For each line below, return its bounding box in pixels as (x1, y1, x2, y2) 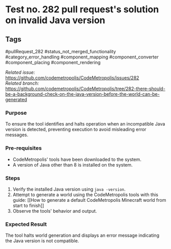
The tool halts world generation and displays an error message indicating (5, 232, 160, 239)
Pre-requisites (5, 144, 42, 152)
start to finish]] (12, 202, 45, 209)
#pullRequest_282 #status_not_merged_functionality (5, 49, 116, 54)
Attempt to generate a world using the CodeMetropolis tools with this (12, 191, 159, 198)
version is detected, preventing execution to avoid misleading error (5, 127, 147, 133)
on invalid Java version (5, 14, 105, 26)
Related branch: (5, 80, 39, 86)
